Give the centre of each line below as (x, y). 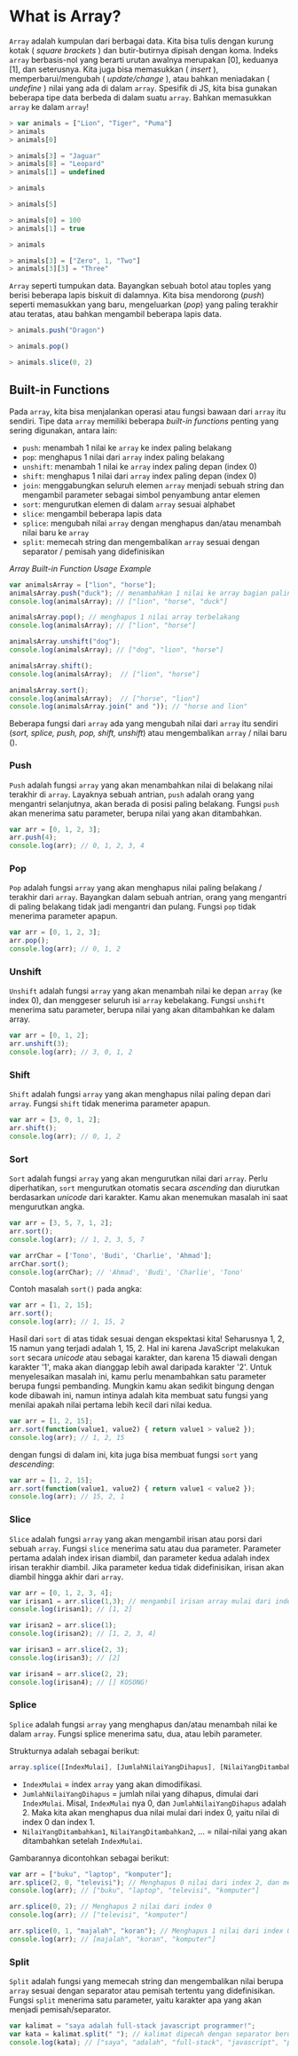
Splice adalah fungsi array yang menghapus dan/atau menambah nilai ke (143, 1724)
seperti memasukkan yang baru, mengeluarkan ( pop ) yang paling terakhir (144, 304)
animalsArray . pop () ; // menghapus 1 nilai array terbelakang (125, 617)
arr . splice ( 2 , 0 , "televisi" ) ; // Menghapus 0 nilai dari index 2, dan (144, 1882)
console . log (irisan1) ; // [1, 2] (71, 1609)
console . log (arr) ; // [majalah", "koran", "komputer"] (113, 1939)
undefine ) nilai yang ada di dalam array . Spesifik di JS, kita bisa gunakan (143, 88)
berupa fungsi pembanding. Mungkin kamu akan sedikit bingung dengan (142, 1386)
